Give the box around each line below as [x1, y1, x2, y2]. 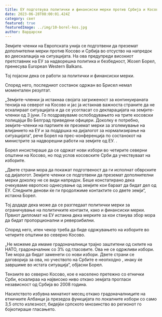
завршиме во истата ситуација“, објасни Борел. [5, 262, 103, 268]
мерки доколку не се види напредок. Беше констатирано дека [5, 177, 135, 183]
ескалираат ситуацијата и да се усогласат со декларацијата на [5, 107, 135, 113]
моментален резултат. [5, 88, 51, 93]
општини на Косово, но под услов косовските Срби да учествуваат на [5, 152, 150, 158]
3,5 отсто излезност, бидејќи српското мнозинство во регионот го [5, 301, 142, 307]
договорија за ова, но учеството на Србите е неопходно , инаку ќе [5, 257, 143, 262]
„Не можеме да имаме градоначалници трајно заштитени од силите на [5, 242, 152, 247]
